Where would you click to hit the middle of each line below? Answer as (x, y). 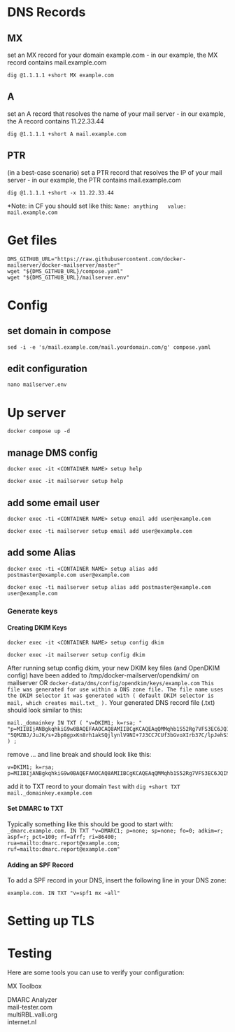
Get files (32, 240)
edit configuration (47, 368)
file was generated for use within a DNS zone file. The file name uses (115, 689)
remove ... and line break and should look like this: (79, 754)
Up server (37, 412)
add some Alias (41, 553)
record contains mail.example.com (57, 62)
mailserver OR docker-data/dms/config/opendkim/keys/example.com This (111, 682)
